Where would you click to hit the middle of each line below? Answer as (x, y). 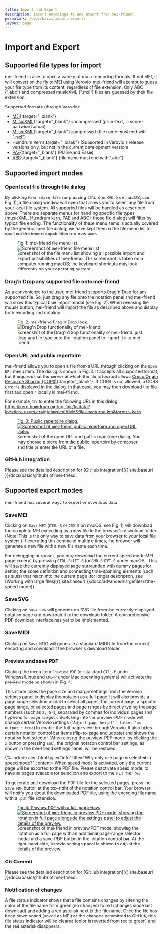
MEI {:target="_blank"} (34, 116)
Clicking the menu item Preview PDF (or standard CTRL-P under (67, 671)
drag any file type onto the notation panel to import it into (74, 338)
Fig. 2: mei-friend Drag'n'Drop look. (53, 322)
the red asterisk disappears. (33, 926)
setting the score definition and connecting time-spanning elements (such (79, 571)
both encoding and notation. (33, 313)
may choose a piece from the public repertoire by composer (77, 442)
